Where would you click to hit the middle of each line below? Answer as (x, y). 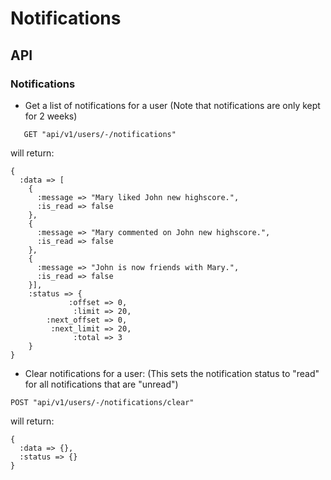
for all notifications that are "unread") (101, 384)
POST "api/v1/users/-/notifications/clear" (102, 402)
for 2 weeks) (51, 116)
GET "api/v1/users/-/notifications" (100, 134)
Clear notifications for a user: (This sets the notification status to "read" (172, 373)
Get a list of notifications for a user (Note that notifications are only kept (172, 105)
